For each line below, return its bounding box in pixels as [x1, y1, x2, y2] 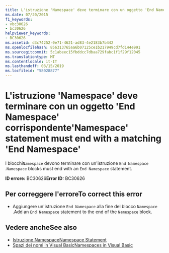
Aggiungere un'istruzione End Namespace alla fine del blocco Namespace [12, 203, 157, 209]
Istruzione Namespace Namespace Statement [12, 236, 107, 242]
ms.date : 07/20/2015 [5, 12, 49, 17]
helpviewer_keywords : [5, 31, 51, 36]
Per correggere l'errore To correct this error [5, 190, 142, 199]
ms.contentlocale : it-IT [5, 59, 57, 64]
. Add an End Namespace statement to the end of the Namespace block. [12, 209, 152, 215]
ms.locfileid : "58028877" [5, 69, 59, 74]
